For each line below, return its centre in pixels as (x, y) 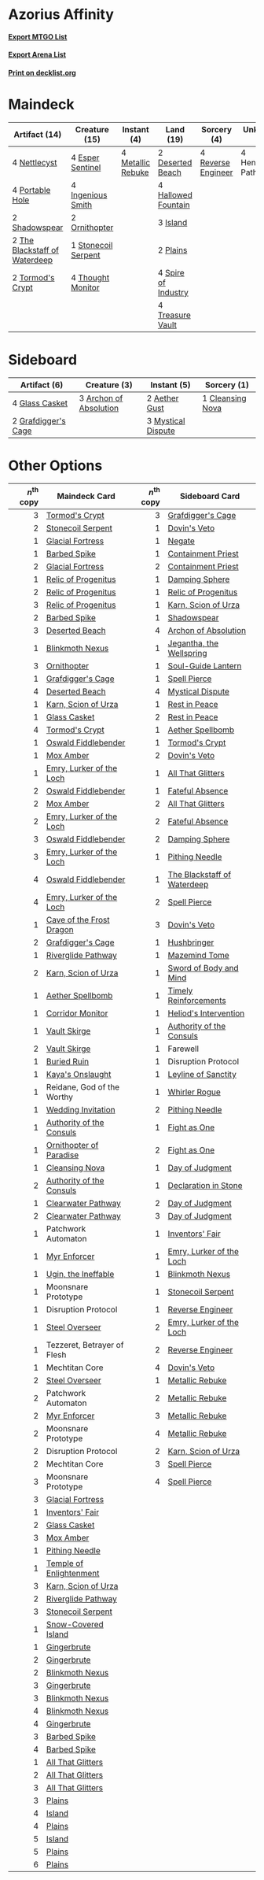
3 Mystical (166, 420)
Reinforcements (197, 1001)
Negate (181, 541)
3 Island (172, 222)
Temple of (65, 1564)
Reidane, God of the (83, 1087)
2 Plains (172, 250)
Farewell (183, 1049)
